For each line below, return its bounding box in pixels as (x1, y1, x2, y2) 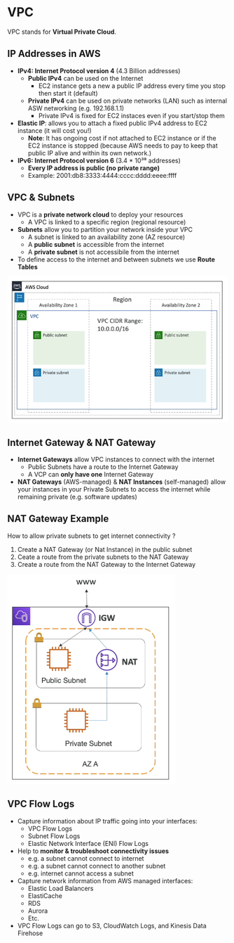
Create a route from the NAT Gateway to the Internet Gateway (17, 560, 196, 568)
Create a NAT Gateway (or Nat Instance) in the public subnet (17, 545, 193, 553)
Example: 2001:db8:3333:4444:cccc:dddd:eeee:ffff (27, 171, 177, 179)
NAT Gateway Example (7, 513, 109, 525)
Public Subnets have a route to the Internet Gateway (27, 462, 179, 471)
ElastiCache (27, 891, 63, 900)
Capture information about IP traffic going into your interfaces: (17, 816, 198, 825)
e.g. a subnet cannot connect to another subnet (27, 861, 166, 870)
